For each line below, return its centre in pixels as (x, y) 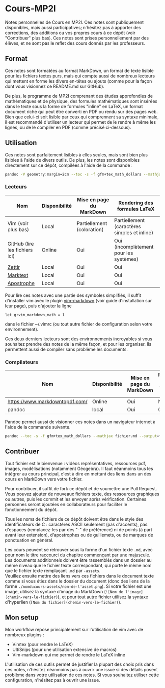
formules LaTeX (136, 209)
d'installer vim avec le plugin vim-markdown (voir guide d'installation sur (79, 300)
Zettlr (14, 267)
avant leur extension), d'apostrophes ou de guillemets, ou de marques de (79, 535)
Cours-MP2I (31, 9)
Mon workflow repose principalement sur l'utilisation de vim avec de (74, 629)
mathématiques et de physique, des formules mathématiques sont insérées (81, 101)
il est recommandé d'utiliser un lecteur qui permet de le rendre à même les (81, 122)
